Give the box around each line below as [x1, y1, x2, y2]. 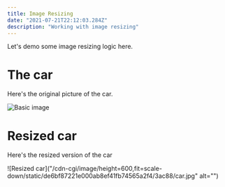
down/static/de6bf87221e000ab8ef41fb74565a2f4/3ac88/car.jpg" [7, 172, 198, 180]
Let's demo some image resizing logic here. [7, 43, 133, 51]
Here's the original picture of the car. [7, 90, 113, 98]
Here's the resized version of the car [7, 151, 113, 159]
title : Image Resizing [7, 10, 73, 17]
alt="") [198, 172, 219, 180]
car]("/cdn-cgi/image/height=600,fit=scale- [36, 165, 163, 173]
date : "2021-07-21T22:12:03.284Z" [7, 17, 108, 24]
